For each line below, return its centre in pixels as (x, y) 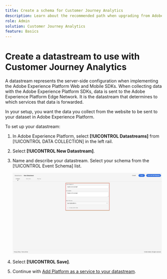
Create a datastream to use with (73, 57)
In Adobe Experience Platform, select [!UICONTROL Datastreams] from (86, 136)
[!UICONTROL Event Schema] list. (47, 166)
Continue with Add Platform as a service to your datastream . (74, 271)
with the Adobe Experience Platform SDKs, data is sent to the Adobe (75, 91)
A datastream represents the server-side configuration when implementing (82, 81)
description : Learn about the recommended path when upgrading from (78, 16)
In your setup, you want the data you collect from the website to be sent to (82, 112)
